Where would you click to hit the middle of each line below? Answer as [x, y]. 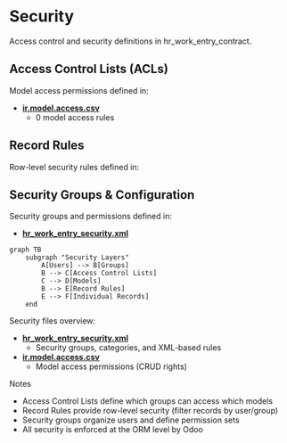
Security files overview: [53, 321]
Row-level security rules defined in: [74, 167]
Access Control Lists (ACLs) [89, 69]
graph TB [25, 250]
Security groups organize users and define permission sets [131, 420]
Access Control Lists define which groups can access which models [148, 401]
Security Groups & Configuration [102, 195]
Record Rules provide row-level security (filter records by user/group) [150, 411]
